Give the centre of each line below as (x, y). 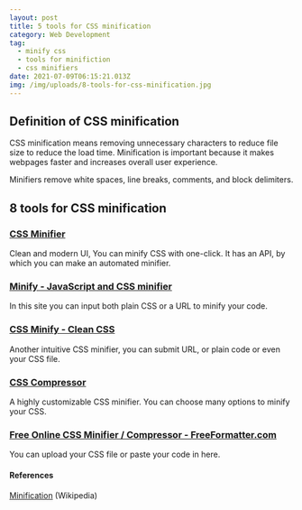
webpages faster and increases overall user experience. (114, 162)
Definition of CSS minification (95, 121)
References (32, 475)
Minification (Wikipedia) (53, 495)
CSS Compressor (48, 382)
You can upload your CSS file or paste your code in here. (115, 454)
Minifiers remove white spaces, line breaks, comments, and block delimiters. (151, 180)
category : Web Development (60, 34)
